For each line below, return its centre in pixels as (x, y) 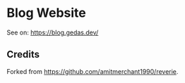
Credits (23, 55)
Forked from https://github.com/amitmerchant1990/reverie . (92, 71)
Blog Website (46, 13)
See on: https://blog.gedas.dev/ (53, 32)
